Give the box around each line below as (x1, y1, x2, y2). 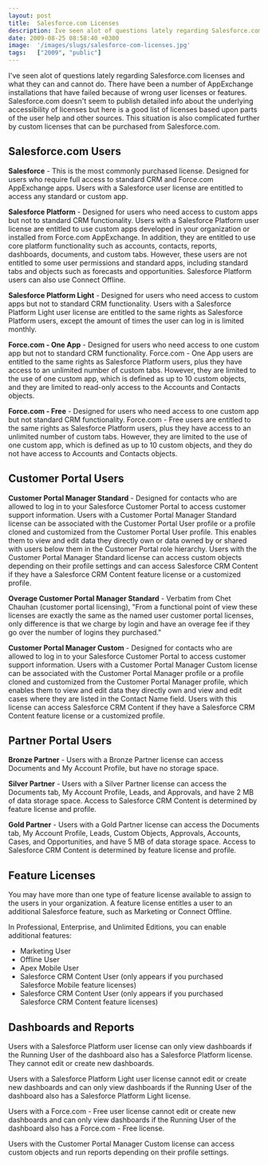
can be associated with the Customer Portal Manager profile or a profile (8, 668, 245, 678)
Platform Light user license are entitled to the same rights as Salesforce (8, 307, 243, 316)
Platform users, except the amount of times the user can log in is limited (8, 316, 245, 325)
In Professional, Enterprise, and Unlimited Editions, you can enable (8, 922, 227, 932)
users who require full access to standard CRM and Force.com (8, 174, 214, 184)
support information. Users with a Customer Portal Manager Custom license (8, 660, 258, 670)
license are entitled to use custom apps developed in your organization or (8, 224, 250, 233)
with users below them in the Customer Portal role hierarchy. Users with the (8, 544, 257, 554)
